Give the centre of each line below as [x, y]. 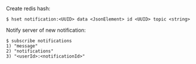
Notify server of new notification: [46, 30]
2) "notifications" [30, 51]
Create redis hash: [28, 9]
